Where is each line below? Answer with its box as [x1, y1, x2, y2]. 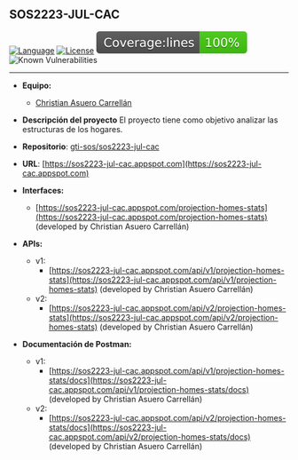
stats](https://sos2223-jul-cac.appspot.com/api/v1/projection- [48, 274, 278, 285]
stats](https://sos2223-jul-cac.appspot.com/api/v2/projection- [48, 312, 278, 322]
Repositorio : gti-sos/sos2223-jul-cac [21, 141, 160, 152]
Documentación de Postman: [21, 338, 132, 349]
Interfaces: [21, 185, 65, 195]
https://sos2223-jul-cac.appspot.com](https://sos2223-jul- [44, 158, 262, 169]
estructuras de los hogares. [21, 123, 123, 134]
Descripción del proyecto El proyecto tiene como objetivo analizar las [21, 115, 278, 125]
